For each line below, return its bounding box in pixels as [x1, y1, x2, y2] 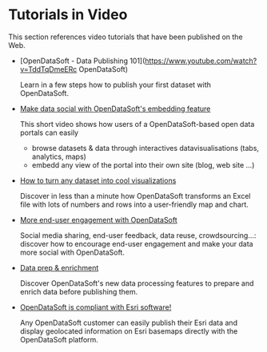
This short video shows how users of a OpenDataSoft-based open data [19, 119, 255, 129]
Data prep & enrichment [19, 263, 99, 272]
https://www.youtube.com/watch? [145, 56, 257, 65]
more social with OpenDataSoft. [19, 247, 126, 257]
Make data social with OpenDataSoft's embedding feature [19, 104, 211, 113]
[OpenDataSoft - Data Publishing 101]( [19, 56, 145, 65]
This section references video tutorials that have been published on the [8, 32, 243, 42]
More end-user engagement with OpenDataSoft [19, 215, 177, 224]
